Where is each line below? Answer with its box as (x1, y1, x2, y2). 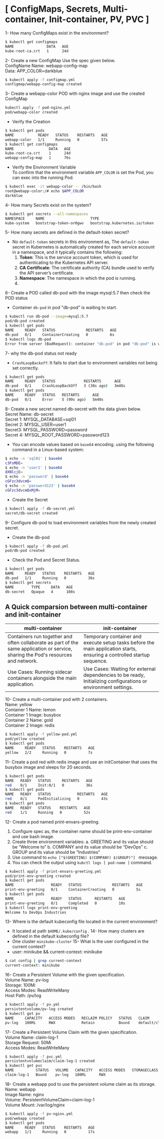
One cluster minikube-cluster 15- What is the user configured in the (12, 938, 149, 944)
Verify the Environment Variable (12, 164, 76, 170)
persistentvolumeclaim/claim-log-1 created (5, 1059, 95, 1064)
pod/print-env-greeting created (5, 873, 71, 878)
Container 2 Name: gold (5, 717, 53, 723)
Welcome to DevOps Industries (5, 910, 67, 915)
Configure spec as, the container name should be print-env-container (12, 828, 152, 834)
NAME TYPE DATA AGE (5, 584, 73, 590)
